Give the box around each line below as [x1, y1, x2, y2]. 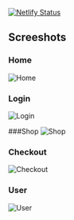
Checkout [8, 146, 47, 158]
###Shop [8, 126, 39, 136]
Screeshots [8, 30, 67, 44]
